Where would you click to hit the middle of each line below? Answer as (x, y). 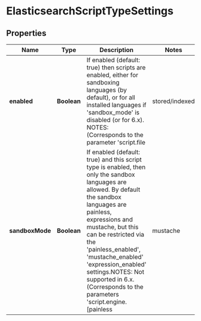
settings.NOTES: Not (115, 272)
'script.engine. (107, 302)
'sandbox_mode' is (113, 112)
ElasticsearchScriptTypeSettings (90, 11)
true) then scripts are (116, 67)
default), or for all (111, 97)
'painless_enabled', (114, 249)
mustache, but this (112, 227)
